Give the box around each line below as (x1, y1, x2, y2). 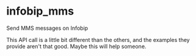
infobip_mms (6, 4, 74, 18)
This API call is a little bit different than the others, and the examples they (6, 36, 191, 43)
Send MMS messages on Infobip (6, 24, 89, 32)
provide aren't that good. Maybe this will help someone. (6, 43, 147, 50)
